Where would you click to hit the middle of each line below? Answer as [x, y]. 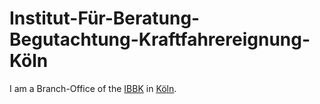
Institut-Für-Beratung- [105, 18]
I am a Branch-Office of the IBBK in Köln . [93, 88]
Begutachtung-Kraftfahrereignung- [160, 39]
